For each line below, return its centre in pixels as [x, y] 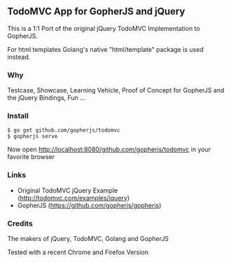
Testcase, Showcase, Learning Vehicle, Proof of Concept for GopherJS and [116, 90]
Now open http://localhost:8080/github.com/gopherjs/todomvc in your [109, 149]
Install [18, 116]
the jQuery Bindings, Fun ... [47, 98]
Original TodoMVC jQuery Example [68, 190]
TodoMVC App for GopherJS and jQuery [96, 12]
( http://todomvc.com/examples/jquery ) [73, 198]
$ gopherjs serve [33, 137]
